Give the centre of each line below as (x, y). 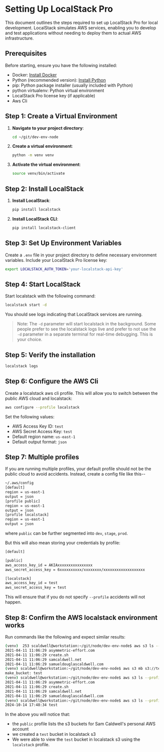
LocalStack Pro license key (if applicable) (54, 95)
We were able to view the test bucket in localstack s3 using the (76, 739)
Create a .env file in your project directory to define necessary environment (81, 255)
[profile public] (23, 501)
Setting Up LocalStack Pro (59, 9)
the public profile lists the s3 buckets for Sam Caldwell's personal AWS (84, 724)
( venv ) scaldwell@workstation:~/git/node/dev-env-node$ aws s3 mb (74, 669)
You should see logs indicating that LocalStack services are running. (74, 315)
